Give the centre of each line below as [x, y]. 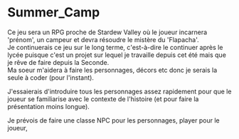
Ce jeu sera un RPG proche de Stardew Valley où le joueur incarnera [107, 32]
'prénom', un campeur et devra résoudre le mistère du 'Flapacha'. [103, 39]
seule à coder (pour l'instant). [51, 77]
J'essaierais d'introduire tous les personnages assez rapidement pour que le [119, 91]
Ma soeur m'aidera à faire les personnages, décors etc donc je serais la [112, 70]
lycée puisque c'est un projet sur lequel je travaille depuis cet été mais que [117, 55]
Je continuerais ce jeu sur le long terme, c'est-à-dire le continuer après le [115, 47]
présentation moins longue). [49, 106]
